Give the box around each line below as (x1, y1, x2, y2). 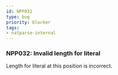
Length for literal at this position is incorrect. (6, 62, 113, 70)
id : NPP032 (6, 8, 33, 15)
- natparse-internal (6, 30, 57, 36)
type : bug (6, 14, 30, 20)
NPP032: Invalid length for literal (6, 49, 100, 58)
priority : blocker (6, 19, 51, 25)
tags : (6, 24, 19, 31)
